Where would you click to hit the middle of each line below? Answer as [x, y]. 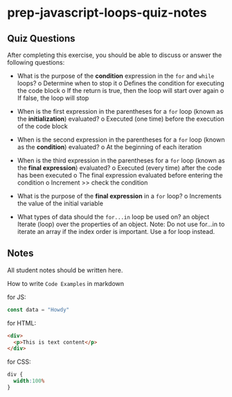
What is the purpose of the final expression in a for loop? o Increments [119, 196]
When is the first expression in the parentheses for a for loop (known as [120, 111]
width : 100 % [29, 381]
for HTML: [22, 323]
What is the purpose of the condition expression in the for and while [116, 76]
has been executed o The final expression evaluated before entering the [120, 175]
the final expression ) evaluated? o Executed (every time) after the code [119, 168]
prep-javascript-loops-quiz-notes [107, 13]
